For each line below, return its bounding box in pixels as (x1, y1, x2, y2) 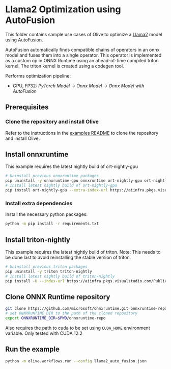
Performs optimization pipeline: (5, 72, 71, 79)
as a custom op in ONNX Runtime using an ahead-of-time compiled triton (5, 57, 159, 63)
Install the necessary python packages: (5, 211, 88, 217)
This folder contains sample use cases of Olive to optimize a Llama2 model (5, 31, 162, 37)
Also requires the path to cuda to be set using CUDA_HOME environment (5, 325, 150, 331)
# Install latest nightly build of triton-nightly (5, 274, 115, 279)
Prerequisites (5, 103, 49, 112)
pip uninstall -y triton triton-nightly (5, 269, 93, 274)
